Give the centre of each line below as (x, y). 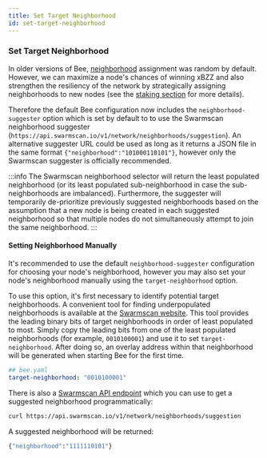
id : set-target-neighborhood (57, 23)
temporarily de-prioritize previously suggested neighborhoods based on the (133, 202)
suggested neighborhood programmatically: (81, 401)
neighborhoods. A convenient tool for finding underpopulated (110, 304)
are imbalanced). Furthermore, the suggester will (141, 193)
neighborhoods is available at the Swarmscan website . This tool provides (129, 313)
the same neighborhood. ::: (53, 227)
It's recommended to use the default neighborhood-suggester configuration (132, 263)
